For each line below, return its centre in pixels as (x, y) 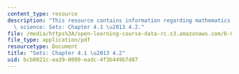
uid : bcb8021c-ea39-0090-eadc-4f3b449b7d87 (73, 60)
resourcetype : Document (43, 47)
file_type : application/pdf (49, 40)
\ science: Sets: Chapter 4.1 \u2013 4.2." (79, 27)
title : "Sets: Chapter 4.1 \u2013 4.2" (67, 54)
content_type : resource (43, 14)
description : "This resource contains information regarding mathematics (119, 20)
